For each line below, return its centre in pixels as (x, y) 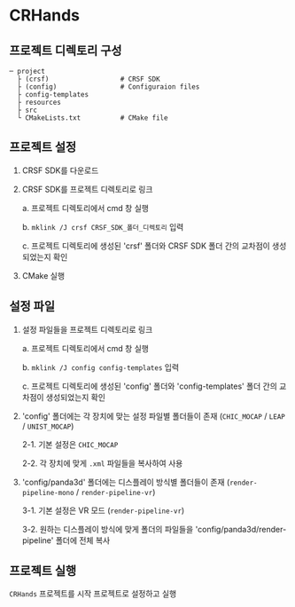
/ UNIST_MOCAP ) (48, 426)
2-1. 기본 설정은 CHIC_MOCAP (70, 444)
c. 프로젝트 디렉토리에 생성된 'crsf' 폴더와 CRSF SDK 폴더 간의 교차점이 (146, 246)
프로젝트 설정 (43, 147)
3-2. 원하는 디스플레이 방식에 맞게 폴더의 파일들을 (108, 529)
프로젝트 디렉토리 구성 (66, 50)
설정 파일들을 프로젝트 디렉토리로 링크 (87, 329)
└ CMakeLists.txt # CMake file (93, 118)
